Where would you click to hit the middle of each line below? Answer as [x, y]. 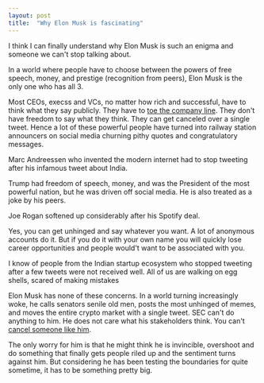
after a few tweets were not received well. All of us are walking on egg [123, 272]
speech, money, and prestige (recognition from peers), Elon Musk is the [126, 78]
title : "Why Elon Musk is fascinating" [76, 23]
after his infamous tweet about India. [68, 168]
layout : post [30, 15]
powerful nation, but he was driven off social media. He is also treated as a [130, 191]
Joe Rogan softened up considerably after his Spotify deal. [104, 215]
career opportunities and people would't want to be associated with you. [127, 248]
